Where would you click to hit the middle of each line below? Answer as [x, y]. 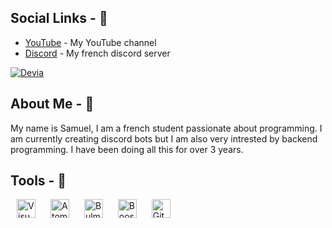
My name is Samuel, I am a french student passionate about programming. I [166, 128]
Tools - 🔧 [38, 181]
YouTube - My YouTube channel [90, 42]
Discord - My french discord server [97, 53]
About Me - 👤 [52, 104]
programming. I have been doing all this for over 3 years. [127, 149]
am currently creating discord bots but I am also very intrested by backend [164, 138]
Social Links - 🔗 [59, 18]
